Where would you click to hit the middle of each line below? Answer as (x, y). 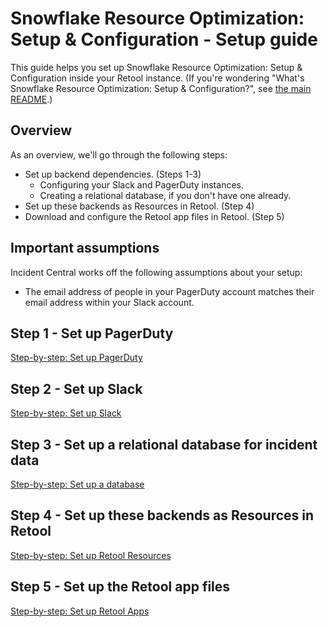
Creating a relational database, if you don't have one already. (165, 195)
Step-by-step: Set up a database (77, 484)
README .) (31, 99)
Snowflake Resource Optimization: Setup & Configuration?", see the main (161, 88)
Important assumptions (85, 248)
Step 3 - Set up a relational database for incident (164, 444)
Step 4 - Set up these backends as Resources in (162, 515)
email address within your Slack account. (109, 302)
